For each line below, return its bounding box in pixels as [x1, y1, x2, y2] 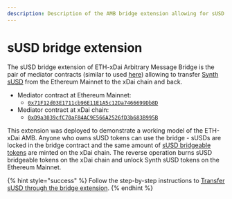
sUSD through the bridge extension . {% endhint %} [7, 184, 154, 192]
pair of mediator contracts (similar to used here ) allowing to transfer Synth [7, 70, 219, 78]
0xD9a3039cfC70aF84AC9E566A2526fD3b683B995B [27, 114, 159, 121]
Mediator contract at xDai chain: [17, 105, 109, 114]
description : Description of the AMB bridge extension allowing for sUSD [7, 10, 225, 17]
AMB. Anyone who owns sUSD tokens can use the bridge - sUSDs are [21, 133, 222, 142]
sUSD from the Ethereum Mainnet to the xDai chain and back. [7, 77, 183, 86]
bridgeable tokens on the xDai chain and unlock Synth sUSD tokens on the [7, 155, 220, 164]
